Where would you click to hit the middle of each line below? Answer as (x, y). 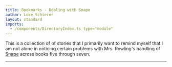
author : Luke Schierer (29, 15)
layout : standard (24, 19)
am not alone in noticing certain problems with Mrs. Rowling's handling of (83, 49)
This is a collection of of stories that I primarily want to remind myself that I (84, 43)
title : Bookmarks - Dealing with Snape (48, 10)
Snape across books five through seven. (48, 54)
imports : (15, 24)
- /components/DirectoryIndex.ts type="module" (62, 29)
